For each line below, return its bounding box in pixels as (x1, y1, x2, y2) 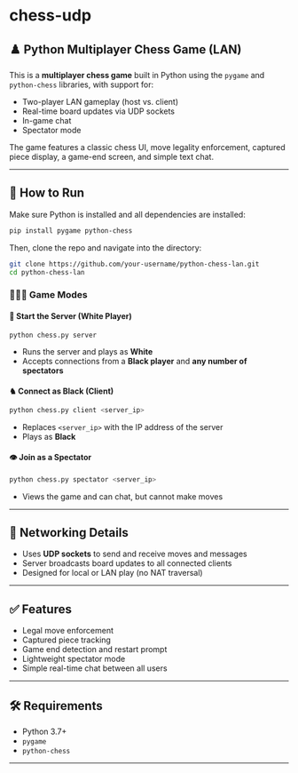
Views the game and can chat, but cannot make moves (21, 490, 223, 502)
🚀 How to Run (9, 186, 85, 201)
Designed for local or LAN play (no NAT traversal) (21, 568, 203, 578)
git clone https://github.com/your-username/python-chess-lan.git (9, 259, 260, 268)
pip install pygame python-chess (9, 226, 133, 235)
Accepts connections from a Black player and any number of (21, 356, 247, 367)
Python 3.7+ (21, 726, 67, 737)
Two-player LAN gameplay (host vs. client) (21, 97, 179, 107)
